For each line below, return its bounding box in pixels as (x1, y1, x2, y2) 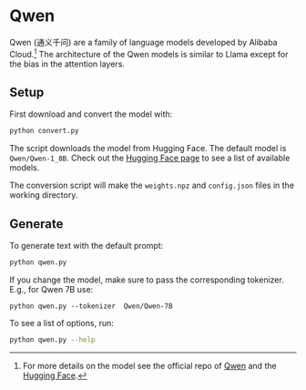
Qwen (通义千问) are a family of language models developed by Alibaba (9, 36, 278, 47)
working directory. (9, 190, 78, 200)
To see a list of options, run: (9, 317, 114, 328)
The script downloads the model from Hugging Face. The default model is (9, 143, 287, 154)
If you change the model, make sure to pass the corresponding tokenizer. (9, 274, 284, 285)
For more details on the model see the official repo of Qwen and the (22, 360, 277, 371)
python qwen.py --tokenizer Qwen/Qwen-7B (9, 302, 173, 311)
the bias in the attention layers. (9, 58, 126, 69)
